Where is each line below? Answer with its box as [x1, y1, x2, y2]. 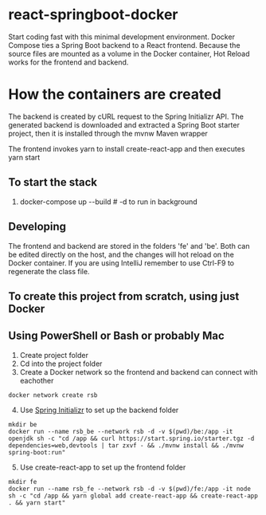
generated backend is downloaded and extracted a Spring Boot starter [8, 120, 241, 129]
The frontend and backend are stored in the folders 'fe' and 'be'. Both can [8, 241, 250, 250]
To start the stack [8, 175, 98, 189]
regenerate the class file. [8, 266, 90, 276]
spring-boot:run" [8, 448, 66, 456]
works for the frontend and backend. [8, 57, 129, 67]
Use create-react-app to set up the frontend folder [19, 462, 186, 472]
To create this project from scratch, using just [8, 289, 240, 303]
